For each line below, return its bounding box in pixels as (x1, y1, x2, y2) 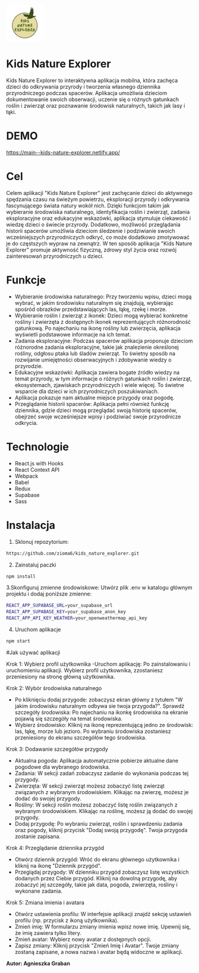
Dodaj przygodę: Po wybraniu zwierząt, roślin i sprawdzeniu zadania (14, 820, 183, 827)
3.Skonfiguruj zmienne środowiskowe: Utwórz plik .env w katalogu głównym (6, 584, 193, 591)
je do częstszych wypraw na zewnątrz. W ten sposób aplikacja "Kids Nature (6, 240, 192, 247)
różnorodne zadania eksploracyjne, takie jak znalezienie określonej (14, 344, 179, 351)
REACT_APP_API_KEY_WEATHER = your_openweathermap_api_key (6, 615, 147, 621)
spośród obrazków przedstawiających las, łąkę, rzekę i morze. (14, 306, 168, 313)
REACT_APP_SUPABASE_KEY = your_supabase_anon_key (6, 609, 127, 615)
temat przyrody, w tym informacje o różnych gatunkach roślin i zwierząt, (14, 375, 192, 382)
